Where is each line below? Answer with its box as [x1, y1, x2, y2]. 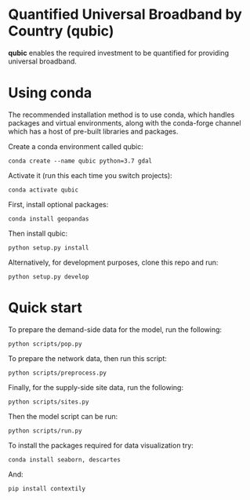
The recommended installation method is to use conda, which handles [8, 110, 235, 119]
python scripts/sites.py [8, 398, 89, 406]
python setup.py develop [8, 272, 89, 280]
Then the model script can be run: [8, 411, 118, 421]
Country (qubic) [8, 22, 114, 40]
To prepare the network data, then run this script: [8, 353, 167, 363]
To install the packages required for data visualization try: [8, 440, 194, 450]
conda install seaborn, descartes [8, 455, 121, 464]
